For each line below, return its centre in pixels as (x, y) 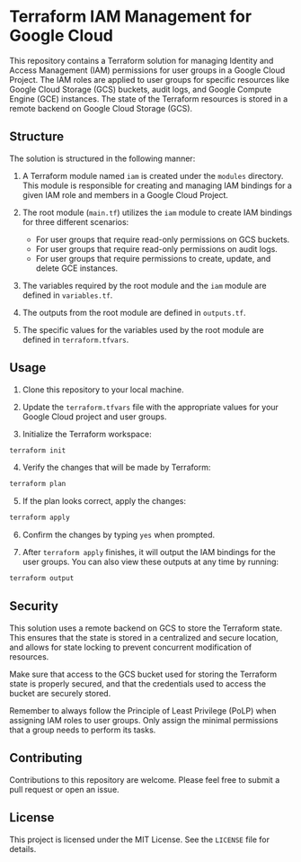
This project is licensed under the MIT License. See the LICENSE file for (139, 840)
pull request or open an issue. (64, 789)
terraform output (42, 579)
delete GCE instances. (77, 268)
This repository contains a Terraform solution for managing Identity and (142, 60)
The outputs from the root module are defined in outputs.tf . (134, 312)
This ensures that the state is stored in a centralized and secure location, (144, 637)
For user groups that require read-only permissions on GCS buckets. (163, 239)
